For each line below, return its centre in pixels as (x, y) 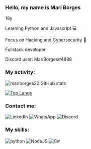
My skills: (17, 129)
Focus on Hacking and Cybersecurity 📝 (46, 40)
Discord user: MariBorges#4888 (38, 59)
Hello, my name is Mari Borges (43, 7)
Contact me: (21, 105)
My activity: (20, 72)
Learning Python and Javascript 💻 (41, 28)
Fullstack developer (26, 49)
